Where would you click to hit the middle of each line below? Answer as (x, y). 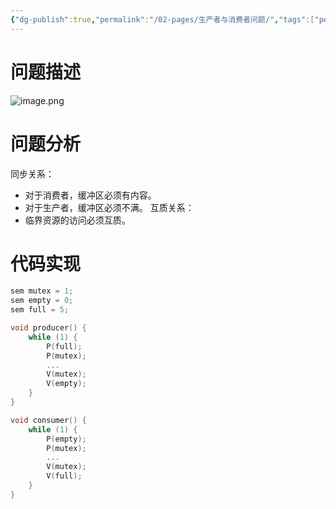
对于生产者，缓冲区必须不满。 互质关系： (109, 207)
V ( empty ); (66, 384)
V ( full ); (64, 476)
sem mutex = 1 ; (42, 291)
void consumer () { (48, 420)
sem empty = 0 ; (42, 301)
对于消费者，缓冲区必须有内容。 (90, 195)
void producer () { (48, 328)
